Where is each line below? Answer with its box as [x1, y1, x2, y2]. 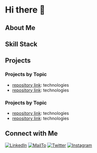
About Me [5, 24, 35, 32]
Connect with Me [5, 129, 58, 138]
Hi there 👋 [5, 4, 45, 15]
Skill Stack [5, 40, 38, 48]
